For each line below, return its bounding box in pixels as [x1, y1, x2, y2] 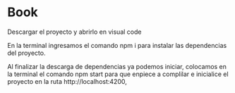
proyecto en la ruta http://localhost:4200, [7, 77, 127, 85]
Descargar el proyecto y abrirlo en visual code [7, 27, 142, 36]
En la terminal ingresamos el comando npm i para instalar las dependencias [7, 41, 227, 49]
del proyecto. [7, 49, 46, 57]
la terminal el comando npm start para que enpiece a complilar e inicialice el [7, 70, 229, 78]
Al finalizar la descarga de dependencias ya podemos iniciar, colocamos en [7, 62, 227, 70]
